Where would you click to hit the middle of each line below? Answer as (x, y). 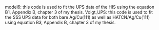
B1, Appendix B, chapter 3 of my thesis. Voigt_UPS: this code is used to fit (79, 12)
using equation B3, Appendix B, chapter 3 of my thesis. (60, 22)
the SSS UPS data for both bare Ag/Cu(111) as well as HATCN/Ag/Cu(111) (78, 17)
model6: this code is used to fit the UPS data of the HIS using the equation (80, 7)
